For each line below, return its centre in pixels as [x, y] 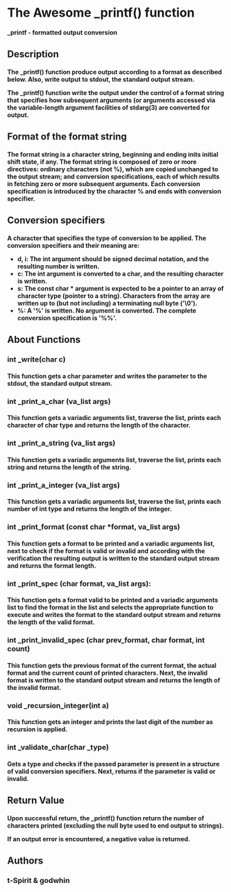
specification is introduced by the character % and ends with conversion [114, 191]
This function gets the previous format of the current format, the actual [112, 665]
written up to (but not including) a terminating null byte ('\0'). [107, 303]
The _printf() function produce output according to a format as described [114, 71]
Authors [25, 861]
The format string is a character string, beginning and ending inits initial [113, 154]
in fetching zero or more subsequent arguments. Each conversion [104, 184]
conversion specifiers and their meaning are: [74, 245]
